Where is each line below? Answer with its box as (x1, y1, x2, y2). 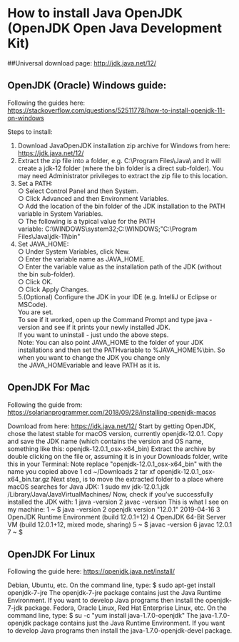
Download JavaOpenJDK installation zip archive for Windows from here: (17, 141, 230, 150)
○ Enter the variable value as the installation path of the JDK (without (17, 262, 223, 271)
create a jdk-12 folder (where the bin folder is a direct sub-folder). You (17, 164, 224, 172)
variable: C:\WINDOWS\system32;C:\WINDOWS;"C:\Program (17, 224, 198, 233)
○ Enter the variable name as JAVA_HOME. (17, 254, 145, 263)
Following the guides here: (7, 98, 86, 107)
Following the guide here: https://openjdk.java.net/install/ (7, 567, 175, 576)
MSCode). (17, 300, 48, 309)
